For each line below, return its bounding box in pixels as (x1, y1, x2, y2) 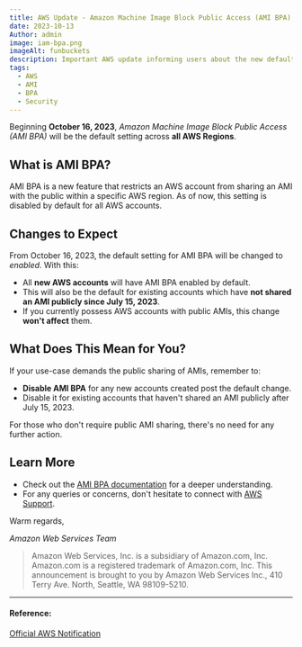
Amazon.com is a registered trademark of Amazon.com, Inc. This (31, 560, 272, 571)
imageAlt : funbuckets (9, 47, 91, 56)
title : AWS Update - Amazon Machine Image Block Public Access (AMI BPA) (9, 13, 292, 22)
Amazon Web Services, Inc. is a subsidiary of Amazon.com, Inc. (31, 550, 268, 561)
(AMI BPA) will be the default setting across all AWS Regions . (9, 131, 236, 142)
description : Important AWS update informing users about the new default (9, 55, 296, 64)
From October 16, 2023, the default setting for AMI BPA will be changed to (9, 250, 283, 261)
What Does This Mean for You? (9, 341, 187, 356)
